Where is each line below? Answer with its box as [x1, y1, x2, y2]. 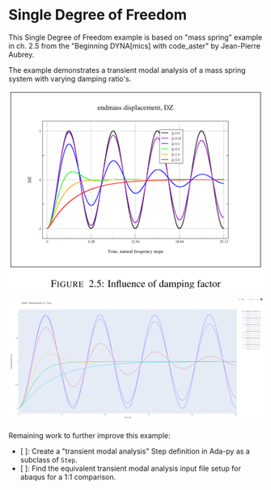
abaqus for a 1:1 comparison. [19, 472, 116, 482]
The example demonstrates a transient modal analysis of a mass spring [8, 65, 246, 74]
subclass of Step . [19, 455, 78, 465]
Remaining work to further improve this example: [8, 431, 171, 441]
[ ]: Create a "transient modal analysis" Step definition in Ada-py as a [19, 446, 251, 456]
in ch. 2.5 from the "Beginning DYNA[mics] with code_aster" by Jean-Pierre [8, 40, 261, 50]
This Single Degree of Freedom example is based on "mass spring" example [8, 32, 263, 42]
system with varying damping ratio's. [8, 74, 132, 83]
